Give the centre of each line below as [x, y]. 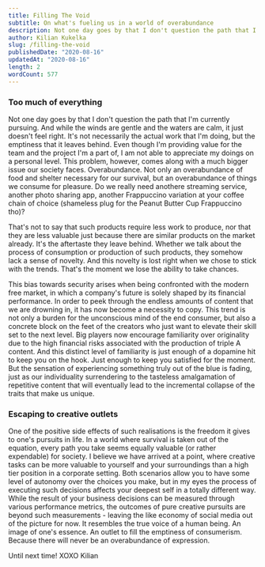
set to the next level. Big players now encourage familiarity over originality [129, 335]
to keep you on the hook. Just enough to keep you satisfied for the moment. [132, 360]
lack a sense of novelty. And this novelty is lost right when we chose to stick [132, 260]
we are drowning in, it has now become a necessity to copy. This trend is [127, 309]
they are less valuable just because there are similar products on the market [132, 235]
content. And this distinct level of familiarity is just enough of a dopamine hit [132, 351]
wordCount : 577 [33, 74]
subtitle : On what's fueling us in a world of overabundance [111, 23]
